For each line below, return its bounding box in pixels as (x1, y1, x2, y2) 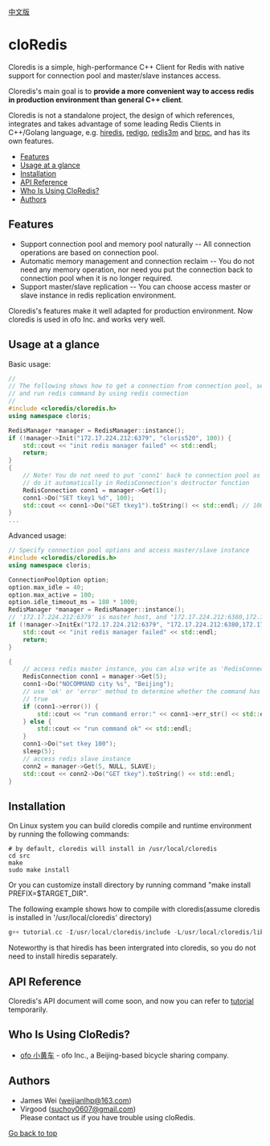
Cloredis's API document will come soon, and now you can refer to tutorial (8, 996, 255, 1005)
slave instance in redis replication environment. (19, 290, 177, 300)
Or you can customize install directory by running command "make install (8, 880, 252, 890)
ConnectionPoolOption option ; (8, 576, 110, 584)
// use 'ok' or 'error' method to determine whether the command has (22, 688, 261, 696)
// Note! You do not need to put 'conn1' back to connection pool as (22, 471, 261, 480)
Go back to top (8, 1128, 58, 1138)
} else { (22, 717, 52, 725)
